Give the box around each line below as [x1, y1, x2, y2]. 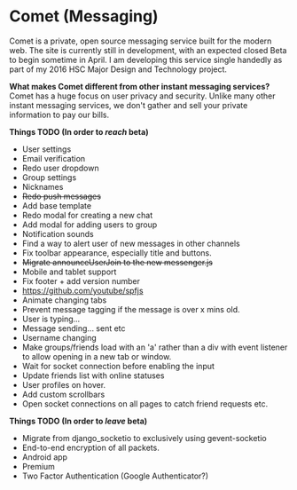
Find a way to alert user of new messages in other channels [21, 238, 241, 249]
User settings [21, 144, 72, 154]
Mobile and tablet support [21, 266, 117, 277]
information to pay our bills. [9, 109, 110, 120]
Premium [21, 461, 56, 471]
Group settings [21, 171, 77, 183]
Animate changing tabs [21, 295, 107, 305]
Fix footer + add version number [21, 275, 140, 286]
